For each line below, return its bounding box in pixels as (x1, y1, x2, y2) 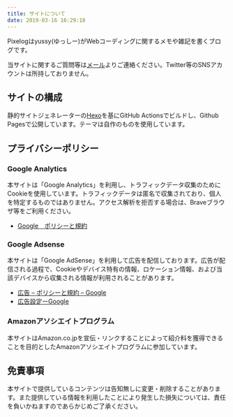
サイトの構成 (7, 92, 63, 103)
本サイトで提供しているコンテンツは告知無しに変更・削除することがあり (7, 385, 215, 393)
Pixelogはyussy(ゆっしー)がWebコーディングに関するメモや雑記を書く (7, 36, 209, 45)
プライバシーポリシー (7, 142, 99, 154)
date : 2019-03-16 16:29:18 (7, 17, 86, 24)
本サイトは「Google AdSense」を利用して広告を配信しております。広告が (7, 256, 220, 265)
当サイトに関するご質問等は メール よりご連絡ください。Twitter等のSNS (7, 60, 211, 68)
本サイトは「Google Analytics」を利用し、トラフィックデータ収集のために (7, 181, 221, 189)
